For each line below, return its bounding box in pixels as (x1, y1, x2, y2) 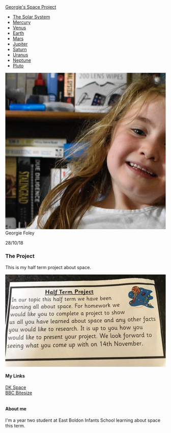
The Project (5, 253, 35, 260)
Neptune (12, 57, 32, 63)
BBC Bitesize (5, 390, 33, 396)
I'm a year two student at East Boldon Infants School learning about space (5, 417, 161, 423)
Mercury (12, 19, 31, 25)
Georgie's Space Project (5, 4, 56, 10)
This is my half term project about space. (5, 264, 92, 270)
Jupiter (12, 41, 28, 47)
